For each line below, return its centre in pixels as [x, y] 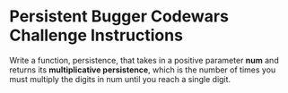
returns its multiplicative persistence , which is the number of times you [143, 70]
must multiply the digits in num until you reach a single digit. [120, 79]
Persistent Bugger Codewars [119, 17]
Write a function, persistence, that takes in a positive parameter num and [144, 60]
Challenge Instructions [96, 35]
